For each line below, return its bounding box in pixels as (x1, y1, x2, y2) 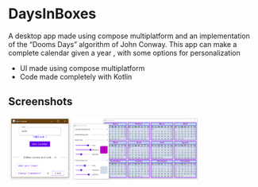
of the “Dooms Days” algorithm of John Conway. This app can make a (8, 39, 237, 49)
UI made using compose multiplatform (19, 63, 145, 72)
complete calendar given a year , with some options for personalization (8, 48, 241, 57)
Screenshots (8, 95, 73, 108)
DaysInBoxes (8, 5, 97, 23)
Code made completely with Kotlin (19, 72, 133, 81)
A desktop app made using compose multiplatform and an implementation (8, 31, 250, 41)
